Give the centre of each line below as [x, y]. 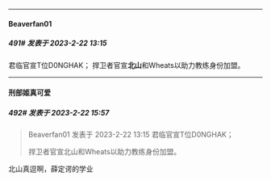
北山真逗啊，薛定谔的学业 [51, 169]
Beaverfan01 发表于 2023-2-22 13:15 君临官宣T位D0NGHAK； [131, 135]
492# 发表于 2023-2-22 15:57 [59, 112]
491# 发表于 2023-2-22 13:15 [58, 43]
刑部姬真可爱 [29, 93]
